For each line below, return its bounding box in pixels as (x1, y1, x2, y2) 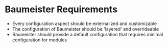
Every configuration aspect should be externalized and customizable (12, 20, 157, 27)
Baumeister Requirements (5, 4, 118, 15)
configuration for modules (12, 37, 67, 43)
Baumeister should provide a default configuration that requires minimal (12, 31, 163, 37)
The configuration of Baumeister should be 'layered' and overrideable (12, 26, 159, 32)
